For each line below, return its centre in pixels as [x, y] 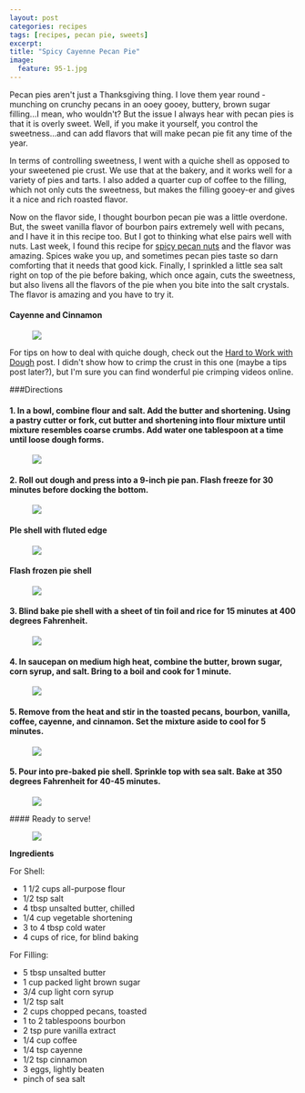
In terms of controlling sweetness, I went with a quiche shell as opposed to [149, 160]
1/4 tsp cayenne [53, 1049]
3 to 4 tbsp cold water [64, 927]
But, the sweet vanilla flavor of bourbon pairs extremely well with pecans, [147, 226]
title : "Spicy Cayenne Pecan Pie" [75, 52]
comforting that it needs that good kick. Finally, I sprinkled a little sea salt [147, 265]
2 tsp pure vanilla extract [69, 1030]
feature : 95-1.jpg [53, 69]
